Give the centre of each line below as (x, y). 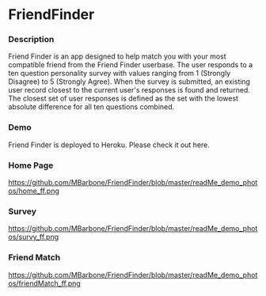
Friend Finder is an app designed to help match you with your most (118, 56)
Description (31, 40)
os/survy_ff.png (34, 237)
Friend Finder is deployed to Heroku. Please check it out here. (109, 145)
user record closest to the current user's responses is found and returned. (129, 90)
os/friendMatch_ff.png (44, 283)
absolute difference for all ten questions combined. (91, 107)
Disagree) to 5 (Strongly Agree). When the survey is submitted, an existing (129, 82)
